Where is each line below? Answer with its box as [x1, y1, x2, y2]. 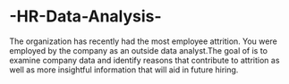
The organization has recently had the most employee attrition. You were [9, 36, 277, 46]
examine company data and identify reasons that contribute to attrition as [9, 55, 280, 65]
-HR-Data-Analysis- [9, 6, 163, 27]
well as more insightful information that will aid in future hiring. [9, 64, 239, 75]
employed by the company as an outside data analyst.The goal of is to [9, 45, 268, 55]
